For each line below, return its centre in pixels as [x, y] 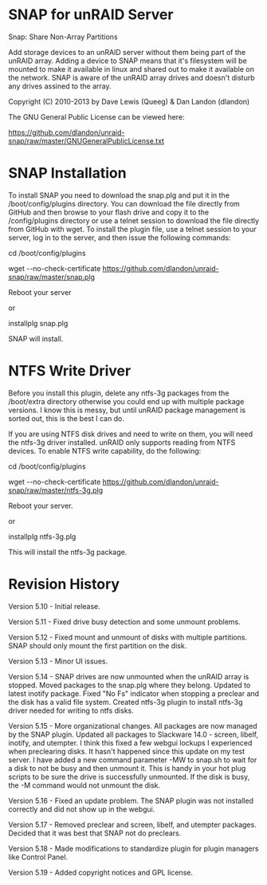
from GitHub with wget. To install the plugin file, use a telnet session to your [132, 229]
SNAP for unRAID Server [91, 15]
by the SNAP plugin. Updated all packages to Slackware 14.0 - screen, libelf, [133, 734]
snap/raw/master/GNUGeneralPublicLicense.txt [86, 140]
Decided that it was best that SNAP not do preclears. [95, 833]
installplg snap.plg [38, 323]
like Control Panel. [38, 857]
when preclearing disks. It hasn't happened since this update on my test [127, 751]
